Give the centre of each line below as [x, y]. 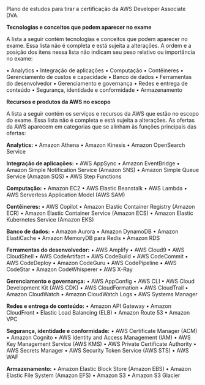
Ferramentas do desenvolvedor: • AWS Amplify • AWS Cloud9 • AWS [95, 250]
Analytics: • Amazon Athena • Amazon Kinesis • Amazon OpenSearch [96, 145]
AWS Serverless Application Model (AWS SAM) [66, 195]
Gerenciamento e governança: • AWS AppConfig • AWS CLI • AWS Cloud [100, 281]
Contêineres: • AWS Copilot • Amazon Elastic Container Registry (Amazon [101, 207]
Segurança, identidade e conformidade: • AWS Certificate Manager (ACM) [102, 331]
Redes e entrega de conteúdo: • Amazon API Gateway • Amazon [89, 306]
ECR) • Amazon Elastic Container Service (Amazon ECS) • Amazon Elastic [100, 213]
